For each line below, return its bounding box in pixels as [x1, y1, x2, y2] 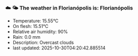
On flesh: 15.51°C [12, 23, 48, 30]
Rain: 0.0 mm [12, 34, 41, 40]
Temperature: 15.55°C [12, 18, 59, 24]
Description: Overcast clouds [12, 40, 74, 46]
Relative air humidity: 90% [12, 29, 68, 35]
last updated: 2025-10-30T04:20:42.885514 [12, 45, 106, 51]
